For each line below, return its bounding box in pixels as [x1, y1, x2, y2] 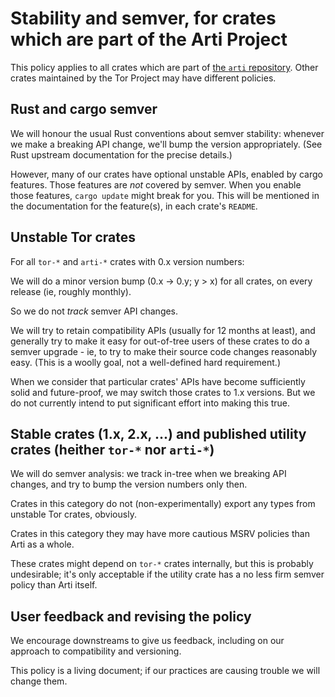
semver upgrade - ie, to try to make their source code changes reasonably [10, 345, 318, 357]
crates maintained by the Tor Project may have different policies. [10, 72, 277, 84]
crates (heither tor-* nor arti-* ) [10, 441, 215, 458]
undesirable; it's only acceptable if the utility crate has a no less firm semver [10, 568, 325, 581]
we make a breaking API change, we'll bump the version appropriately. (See [10, 138, 323, 150]
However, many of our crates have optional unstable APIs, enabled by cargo [10, 168, 323, 180]
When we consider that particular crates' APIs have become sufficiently [10, 375, 306, 387]
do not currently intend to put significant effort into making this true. [10, 397, 291, 409]
